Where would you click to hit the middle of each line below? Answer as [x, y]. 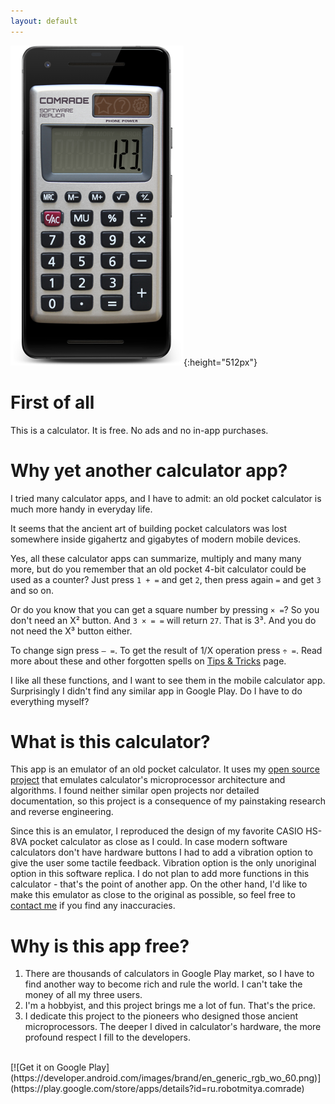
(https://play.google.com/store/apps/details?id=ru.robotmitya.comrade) [157, 1089]
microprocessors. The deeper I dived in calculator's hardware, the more [173, 1027]
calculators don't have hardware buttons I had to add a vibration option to [161, 852]
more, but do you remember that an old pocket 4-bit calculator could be [158, 569]
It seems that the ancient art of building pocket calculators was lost [148, 528]
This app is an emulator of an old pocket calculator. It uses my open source [165, 769]
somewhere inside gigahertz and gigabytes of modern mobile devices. [156, 539]
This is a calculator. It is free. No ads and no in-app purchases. [139, 430]
